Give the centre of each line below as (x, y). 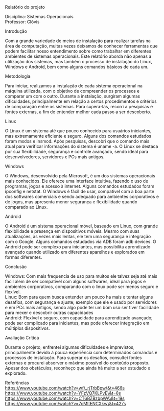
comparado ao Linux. (26, 207)
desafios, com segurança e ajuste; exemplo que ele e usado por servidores (81, 302)
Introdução (16, 31)
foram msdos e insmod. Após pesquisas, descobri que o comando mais (77, 141)
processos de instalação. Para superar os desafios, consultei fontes (73, 358)
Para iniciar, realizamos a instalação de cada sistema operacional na (74, 86)
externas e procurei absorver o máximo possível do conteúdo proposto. (77, 363)
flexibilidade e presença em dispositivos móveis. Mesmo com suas (72, 231)
